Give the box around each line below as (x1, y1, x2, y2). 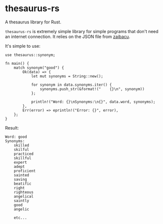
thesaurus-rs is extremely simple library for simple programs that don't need (5, 28, 159, 34)
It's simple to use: (5, 43, 40, 49)
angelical (14, 194, 34, 199)
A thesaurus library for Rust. (5, 19, 62, 25)
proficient (14, 168, 36, 173)
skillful (14, 155, 32, 161)
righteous (14, 189, 34, 195)
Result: (5, 125, 19, 131)
